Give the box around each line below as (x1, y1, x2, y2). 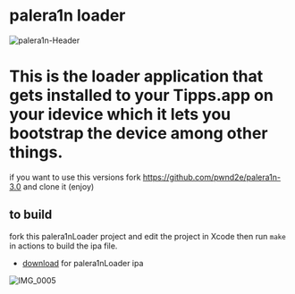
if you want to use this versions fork (9, 172, 141, 182)
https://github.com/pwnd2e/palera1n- (142, 172, 282, 182)
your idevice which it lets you (9, 105, 231, 125)
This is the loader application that (9, 66, 264, 87)
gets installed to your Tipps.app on (9, 86, 274, 105)
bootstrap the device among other (9, 123, 268, 144)
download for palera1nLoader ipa (21, 257, 144, 268)
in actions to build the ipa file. (9, 240, 118, 251)
